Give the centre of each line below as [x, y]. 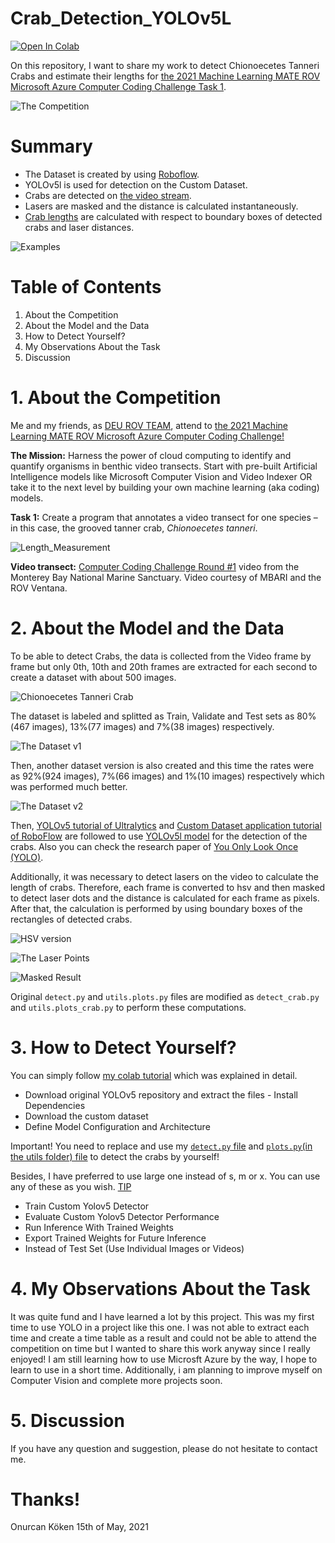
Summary [51, 146]
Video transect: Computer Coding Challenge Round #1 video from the [155, 566]
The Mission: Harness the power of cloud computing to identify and [151, 455]
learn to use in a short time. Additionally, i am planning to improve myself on [166, 1369]
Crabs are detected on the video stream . [108, 195]
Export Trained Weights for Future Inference [115, 1238]
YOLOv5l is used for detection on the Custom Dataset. [136, 184]
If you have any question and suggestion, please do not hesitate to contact [164, 1448]
